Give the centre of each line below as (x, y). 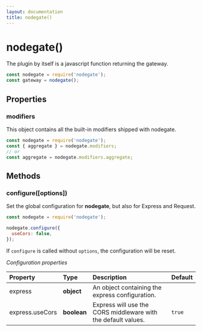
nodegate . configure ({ (33, 228)
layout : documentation (35, 12)
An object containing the (127, 287)
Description (110, 277)
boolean (75, 312)
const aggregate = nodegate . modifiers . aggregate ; (70, 157)
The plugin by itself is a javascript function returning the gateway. (87, 64)
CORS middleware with (125, 312)
